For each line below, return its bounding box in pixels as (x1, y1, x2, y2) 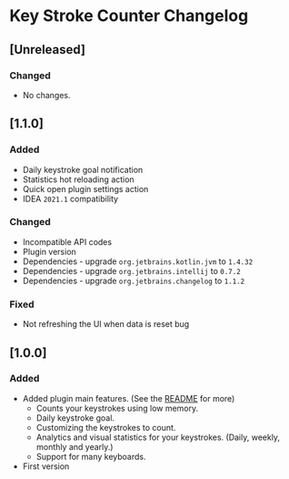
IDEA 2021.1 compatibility (22, 193, 119, 204)
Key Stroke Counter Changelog (9, 5, 249, 26)
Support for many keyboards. (35, 451, 146, 462)
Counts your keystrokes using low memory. (35, 403, 199, 413)
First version (22, 461, 70, 472)
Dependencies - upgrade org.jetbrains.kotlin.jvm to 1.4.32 (22, 256, 254, 267)
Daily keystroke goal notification (22, 164, 144, 175)
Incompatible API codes (22, 236, 112, 247)
